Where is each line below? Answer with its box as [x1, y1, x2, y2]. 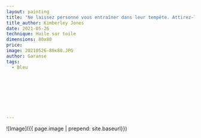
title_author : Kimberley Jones [6, 20, 84, 26]
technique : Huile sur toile [6, 31, 77, 37]
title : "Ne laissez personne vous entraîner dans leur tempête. [6, 14, 170, 20]
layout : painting [6, 8, 50, 15]
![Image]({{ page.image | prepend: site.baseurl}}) [6, 125, 127, 132]
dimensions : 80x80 [6, 36, 52, 42]
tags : [6, 59, 20, 65]
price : [6, 42, 23, 48]
